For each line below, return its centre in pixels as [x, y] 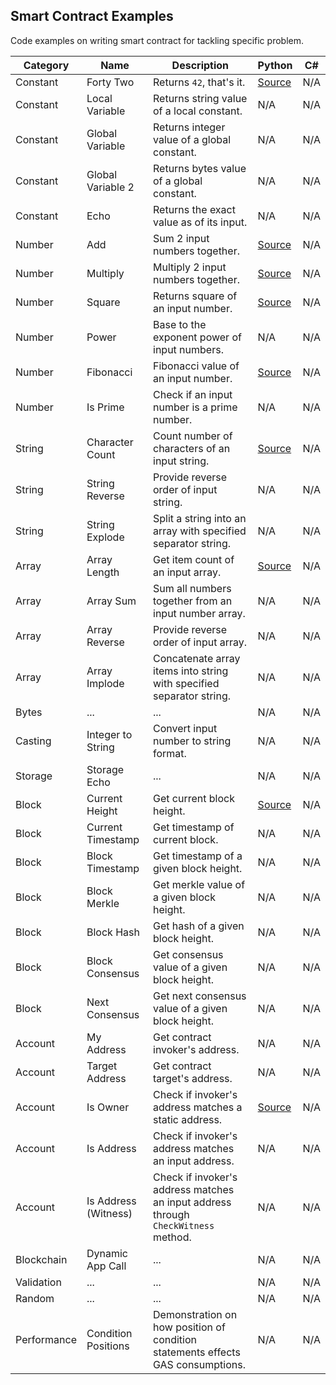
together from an [193, 601]
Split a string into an [200, 518]
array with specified [200, 531]
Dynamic [107, 1253]
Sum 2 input [181, 238]
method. [172, 1237]
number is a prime [195, 407]
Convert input [185, 728]
